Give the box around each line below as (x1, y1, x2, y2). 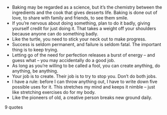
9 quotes (4, 104, 23, 110)
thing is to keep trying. (11, 47, 58, 52)
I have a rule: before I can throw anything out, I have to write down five (11, 78, 158, 84)
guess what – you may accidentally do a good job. (11, 57, 115, 63)
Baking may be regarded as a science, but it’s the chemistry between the (11, 4, 162, 10)
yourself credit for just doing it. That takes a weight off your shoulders (11, 25, 156, 31)
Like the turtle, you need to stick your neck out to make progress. (11, 36, 146, 42)
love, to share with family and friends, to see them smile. (11, 15, 128, 20)
